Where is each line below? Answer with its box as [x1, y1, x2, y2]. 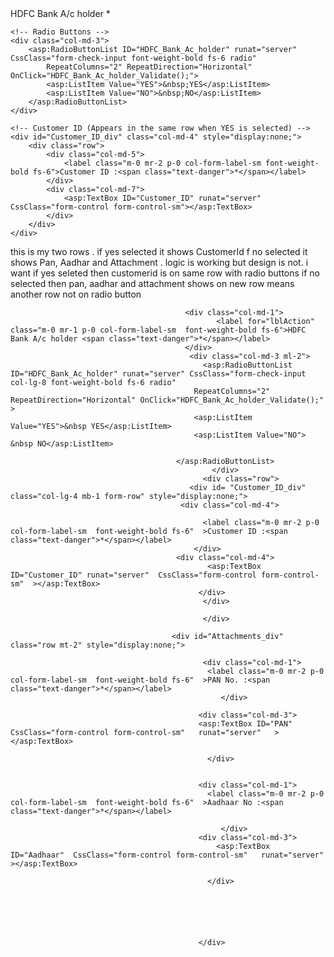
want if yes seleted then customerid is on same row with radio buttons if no [10, 267, 321, 279]
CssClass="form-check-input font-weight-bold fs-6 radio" [10, 53, 257, 63]
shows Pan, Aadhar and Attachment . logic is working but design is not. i [10, 257, 309, 268]
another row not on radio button [10, 288, 142, 300]
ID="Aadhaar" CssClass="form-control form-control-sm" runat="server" [10, 850, 325, 860]
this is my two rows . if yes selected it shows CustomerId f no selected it [10, 246, 308, 257]
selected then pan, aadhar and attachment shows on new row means [10, 278, 295, 289]
